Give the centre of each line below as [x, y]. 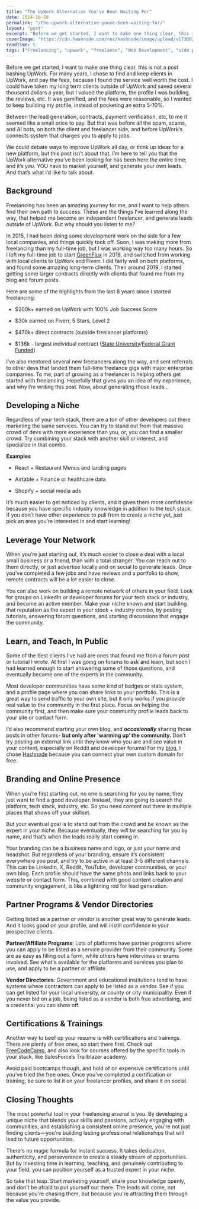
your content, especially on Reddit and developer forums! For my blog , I [94, 748]
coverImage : [21, 39]
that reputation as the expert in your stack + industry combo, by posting [94, 610]
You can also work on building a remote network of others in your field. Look [99, 591]
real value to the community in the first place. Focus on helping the [88, 705]
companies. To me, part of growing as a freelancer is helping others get [94, 374]
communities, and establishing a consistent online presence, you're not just [98, 1126]
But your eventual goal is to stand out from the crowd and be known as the [97, 824]
